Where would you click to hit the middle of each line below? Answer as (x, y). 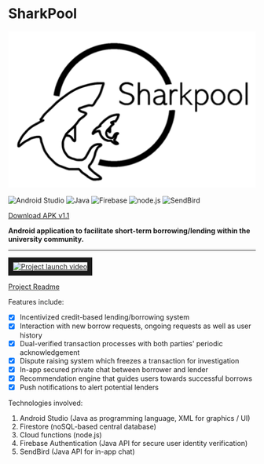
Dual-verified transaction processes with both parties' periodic (121, 343)
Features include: (36, 302)
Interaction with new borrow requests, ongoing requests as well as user (135, 326)
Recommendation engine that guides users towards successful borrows (136, 378)
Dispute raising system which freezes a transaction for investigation (129, 360)
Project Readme (34, 287)
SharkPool (42, 14)
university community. (46, 239)
